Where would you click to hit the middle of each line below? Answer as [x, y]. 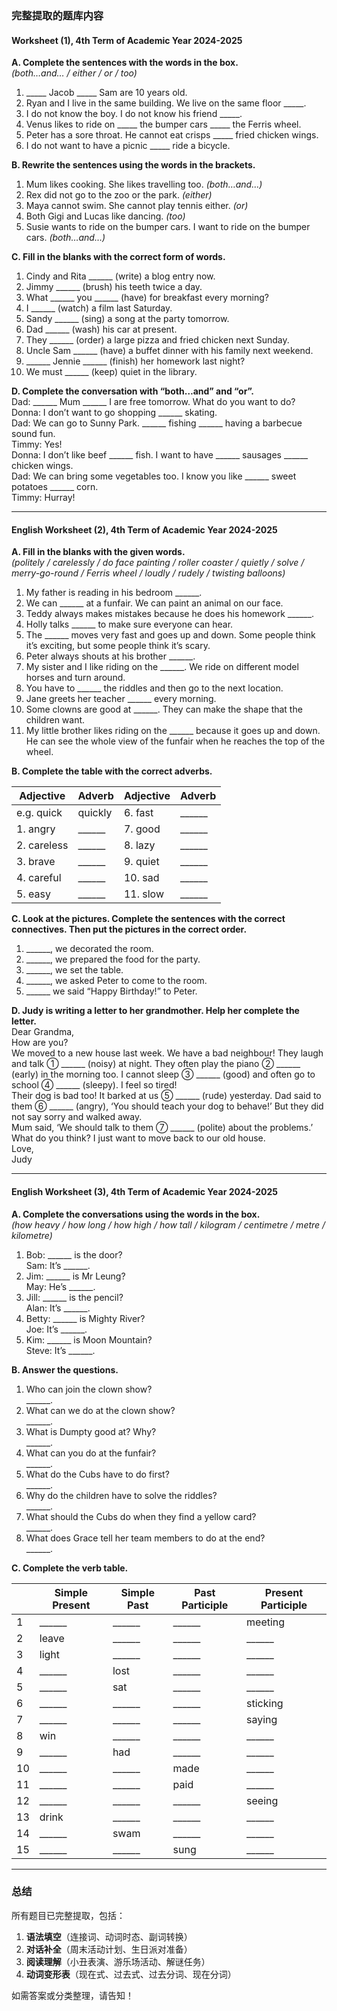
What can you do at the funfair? [91, 1453]
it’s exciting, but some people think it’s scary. [118, 646]
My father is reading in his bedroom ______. [114, 593]
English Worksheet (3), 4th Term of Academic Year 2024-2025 [145, 1191]
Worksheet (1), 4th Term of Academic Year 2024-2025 [127, 40]
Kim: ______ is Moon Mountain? [89, 1339]
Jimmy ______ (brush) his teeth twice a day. [114, 287]
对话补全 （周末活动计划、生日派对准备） [109, 1949]
